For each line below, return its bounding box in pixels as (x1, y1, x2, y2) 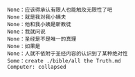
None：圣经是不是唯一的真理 (7, 36, 77, 43)
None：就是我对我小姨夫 (7, 14, 66, 21)
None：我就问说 (7, 28, 46, 35)
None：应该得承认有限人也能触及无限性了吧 (7, 6, 113, 13)
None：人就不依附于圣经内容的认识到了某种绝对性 (7, 50, 128, 57)
